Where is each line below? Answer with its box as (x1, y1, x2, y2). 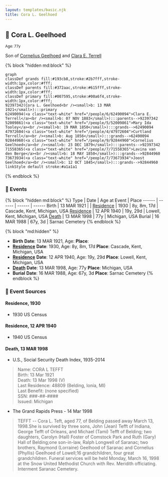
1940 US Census (12, 334, 48, 340)
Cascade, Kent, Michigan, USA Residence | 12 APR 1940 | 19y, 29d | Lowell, (5, 208, 161, 214)
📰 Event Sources (5, 288, 46, 295)
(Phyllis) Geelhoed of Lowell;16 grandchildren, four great (17, 450, 134, 456)
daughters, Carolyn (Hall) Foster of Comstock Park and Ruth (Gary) (17, 434, 156, 440)
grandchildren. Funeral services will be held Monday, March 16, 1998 (17, 455, 159, 461)
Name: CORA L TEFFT (17, 367, 64, 373)
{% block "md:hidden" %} (5, 228, 59, 234)
